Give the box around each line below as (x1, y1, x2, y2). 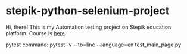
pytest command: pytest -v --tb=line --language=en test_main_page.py (5, 41, 182, 48)
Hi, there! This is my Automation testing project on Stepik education (5, 23, 172, 31)
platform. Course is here (5, 29, 65, 36)
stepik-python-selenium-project (5, 4, 170, 18)
